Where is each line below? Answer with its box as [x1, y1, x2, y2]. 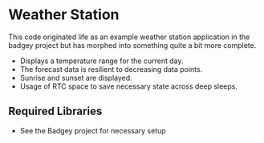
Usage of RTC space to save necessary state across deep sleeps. [19, 81, 238, 91]
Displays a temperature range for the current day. [19, 56, 184, 66]
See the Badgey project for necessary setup [19, 125, 166, 135]
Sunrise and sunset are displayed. [19, 73, 132, 82]
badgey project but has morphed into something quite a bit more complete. [8, 40, 257, 50]
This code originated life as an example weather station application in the [8, 32, 250, 42]
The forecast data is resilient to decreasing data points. [19, 64, 203, 73]
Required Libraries [8, 105, 103, 118]
